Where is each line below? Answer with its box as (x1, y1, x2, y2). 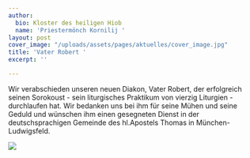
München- (196, 118, 231, 127)
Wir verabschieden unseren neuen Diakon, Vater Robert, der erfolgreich (8, 84, 243, 93)
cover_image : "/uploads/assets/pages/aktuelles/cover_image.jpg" (8, 41, 228, 49)
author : (8, 11, 34, 20)
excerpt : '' (8, 56, 47, 64)
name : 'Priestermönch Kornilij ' (15, 26, 126, 34)
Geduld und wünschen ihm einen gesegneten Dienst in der (8, 109, 200, 118)
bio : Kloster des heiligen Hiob (15, 19, 123, 27)
